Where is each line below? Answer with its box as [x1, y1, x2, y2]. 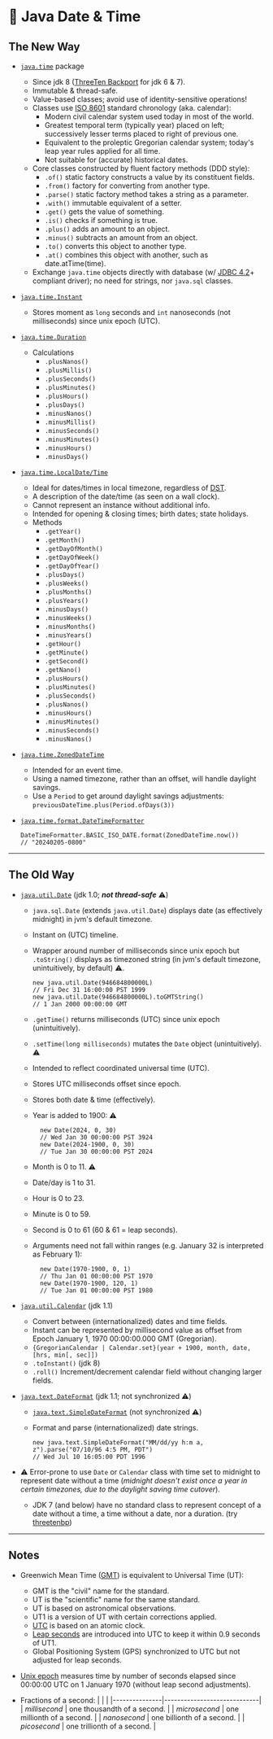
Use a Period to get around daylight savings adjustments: [32, 791, 225, 801]
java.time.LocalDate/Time [19, 469, 108, 477]
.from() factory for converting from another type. [44, 181, 210, 190]
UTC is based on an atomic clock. [32, 1620, 145, 1630]
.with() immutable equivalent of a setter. [44, 199, 183, 208]
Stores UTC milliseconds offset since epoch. [32, 1078, 181, 1089]
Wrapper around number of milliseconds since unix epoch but [32, 946, 240, 955]
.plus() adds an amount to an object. [44, 224, 171, 234]
